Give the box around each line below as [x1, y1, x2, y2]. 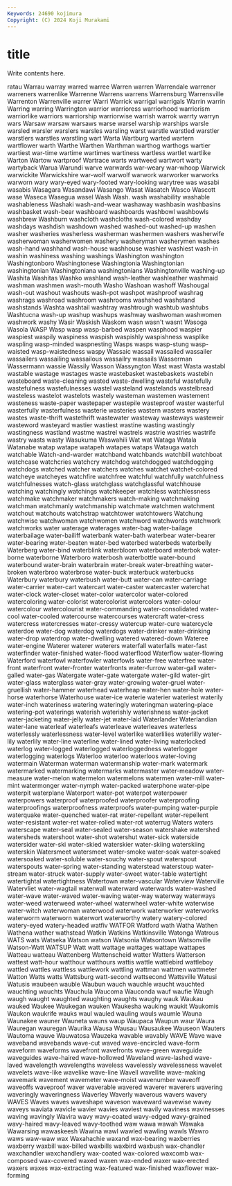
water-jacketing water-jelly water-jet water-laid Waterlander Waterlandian [7, 715, 217, 724]
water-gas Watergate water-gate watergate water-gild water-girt [26, 671, 211, 679]
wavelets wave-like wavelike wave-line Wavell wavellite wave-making [7, 1068, 206, 1077]
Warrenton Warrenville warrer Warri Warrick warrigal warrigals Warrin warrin [7, 98, 226, 106]
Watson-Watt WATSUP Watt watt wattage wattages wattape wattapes [7, 943, 206, 952]
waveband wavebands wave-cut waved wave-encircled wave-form [7, 1039, 199, 1048]
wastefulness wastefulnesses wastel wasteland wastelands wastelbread [7, 384, 213, 393]
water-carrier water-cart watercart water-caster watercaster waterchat [7, 583, 210, 591]
